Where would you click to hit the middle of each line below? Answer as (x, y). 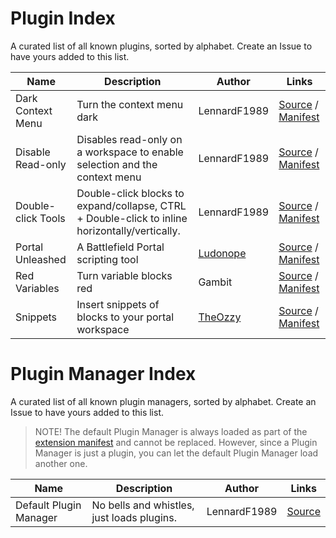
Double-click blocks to (130, 193)
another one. (61, 463)
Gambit (215, 282)
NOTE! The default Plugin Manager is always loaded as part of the (171, 431)
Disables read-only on (129, 139)
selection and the (117, 164)
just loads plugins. (134, 517)
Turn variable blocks (124, 275)
